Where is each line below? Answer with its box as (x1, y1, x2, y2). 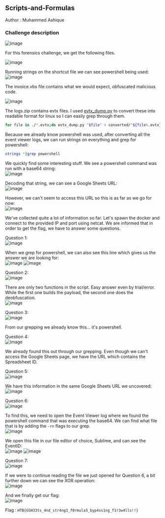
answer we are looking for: (5, 255, 59, 261)
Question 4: (5, 333, 29, 339)
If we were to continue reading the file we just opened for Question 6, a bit (5, 472, 156, 478)
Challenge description (5, 29, 59, 36)
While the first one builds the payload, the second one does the (5, 289, 134, 295)
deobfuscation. (5, 295, 36, 300)
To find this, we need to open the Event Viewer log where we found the (5, 412, 149, 418)
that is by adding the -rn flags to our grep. (5, 423, 91, 429)
